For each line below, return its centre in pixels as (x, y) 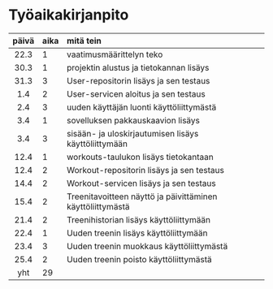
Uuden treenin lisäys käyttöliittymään (137, 233)
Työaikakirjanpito (69, 15)
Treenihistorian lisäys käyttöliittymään (139, 219)
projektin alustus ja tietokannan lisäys (138, 67)
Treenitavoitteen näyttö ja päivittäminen (142, 196)
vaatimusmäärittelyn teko (115, 54)
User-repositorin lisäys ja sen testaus (138, 80)
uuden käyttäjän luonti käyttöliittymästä (141, 107)
